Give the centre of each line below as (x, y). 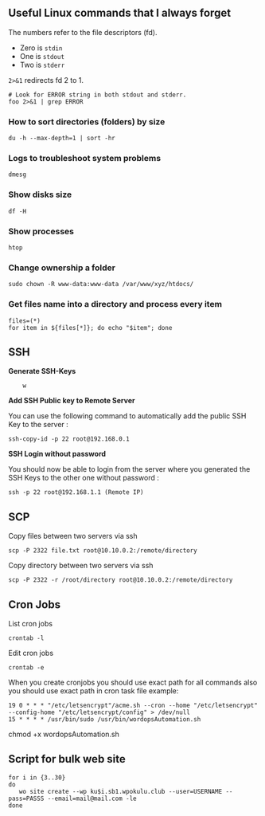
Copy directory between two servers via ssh (81, 566)
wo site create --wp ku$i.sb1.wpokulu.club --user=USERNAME (121, 791)
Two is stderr (42, 65)
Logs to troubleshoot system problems (85, 159)
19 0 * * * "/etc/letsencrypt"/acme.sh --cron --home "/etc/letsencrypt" (133, 706)
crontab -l (26, 638)
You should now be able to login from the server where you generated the (129, 469)
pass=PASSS (26, 798)
